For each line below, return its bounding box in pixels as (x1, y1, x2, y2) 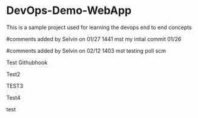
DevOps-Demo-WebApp (6, 4, 132, 18)
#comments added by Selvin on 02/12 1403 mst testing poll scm (6, 47, 167, 54)
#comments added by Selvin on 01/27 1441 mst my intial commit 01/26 (6, 35, 182, 42)
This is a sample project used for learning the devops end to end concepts (6, 24, 192, 31)
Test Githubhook (6, 59, 48, 66)
